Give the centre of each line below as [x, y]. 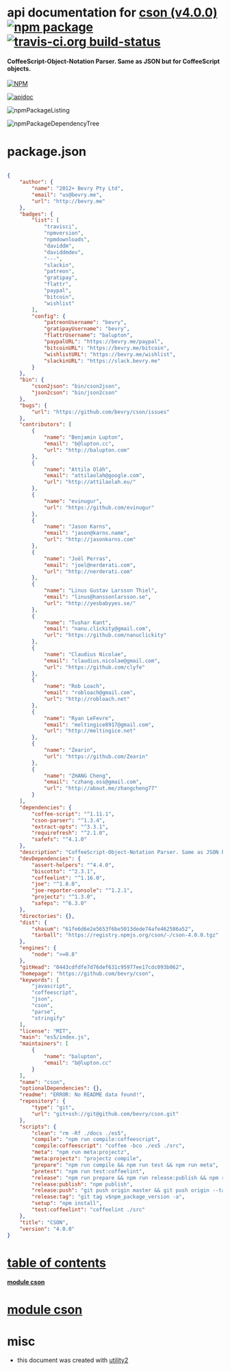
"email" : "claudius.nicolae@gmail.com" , [102, 660]
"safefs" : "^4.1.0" [60, 840]
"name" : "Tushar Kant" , [77, 623]
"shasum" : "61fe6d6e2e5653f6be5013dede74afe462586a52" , [113, 929]
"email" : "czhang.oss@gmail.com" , [93, 782]
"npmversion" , [64, 233]
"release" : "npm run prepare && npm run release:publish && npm [125, 1178]
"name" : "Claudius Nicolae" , [85, 654]
